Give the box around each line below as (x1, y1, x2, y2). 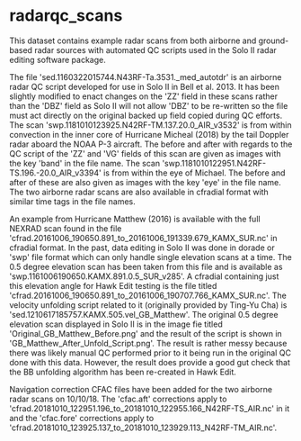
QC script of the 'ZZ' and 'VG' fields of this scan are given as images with (9, 148, 281, 158)
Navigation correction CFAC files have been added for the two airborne (9, 383, 272, 394)
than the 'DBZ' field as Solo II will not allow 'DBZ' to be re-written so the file (9, 100, 288, 111)
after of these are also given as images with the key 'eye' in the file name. (9, 176, 281, 187)
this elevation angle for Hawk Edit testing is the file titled (9, 280, 217, 291)
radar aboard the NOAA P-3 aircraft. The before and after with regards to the (9, 139, 293, 149)
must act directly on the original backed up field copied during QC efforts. (9, 110, 283, 121)
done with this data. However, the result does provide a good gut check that (9, 356, 290, 367)
